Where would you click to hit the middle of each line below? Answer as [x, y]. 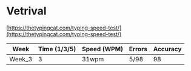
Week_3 [21, 59]
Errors [138, 49]
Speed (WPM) [102, 49]
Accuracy [167, 49]
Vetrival [26, 11]
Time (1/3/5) [57, 49]
